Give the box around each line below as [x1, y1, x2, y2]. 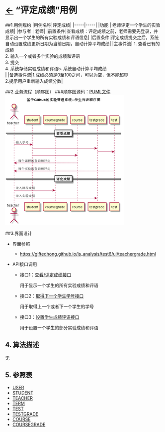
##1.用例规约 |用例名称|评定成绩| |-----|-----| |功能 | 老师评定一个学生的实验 [5, 22, 161, 28]
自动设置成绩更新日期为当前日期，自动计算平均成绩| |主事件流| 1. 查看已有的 [5, 40, 160, 46]
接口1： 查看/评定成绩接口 [19, 272, 72, 278]
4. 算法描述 [5, 341, 39, 349]
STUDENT [12, 390, 34, 396]
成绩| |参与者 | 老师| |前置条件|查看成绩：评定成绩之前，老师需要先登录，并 [5, 28, 158, 34]
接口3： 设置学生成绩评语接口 [19, 314, 80, 320]
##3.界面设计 [5, 230, 32, 236]
